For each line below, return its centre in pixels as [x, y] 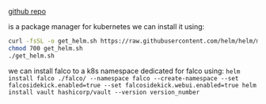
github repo [27, 11]
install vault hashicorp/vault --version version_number [104, 92]
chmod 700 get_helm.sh [46, 48]
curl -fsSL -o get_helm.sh [53, 41]
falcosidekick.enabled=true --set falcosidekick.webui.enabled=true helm [133, 85]
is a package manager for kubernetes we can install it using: [106, 26]
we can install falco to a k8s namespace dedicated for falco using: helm [124, 71]
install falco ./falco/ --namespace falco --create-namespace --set [123, 78]
